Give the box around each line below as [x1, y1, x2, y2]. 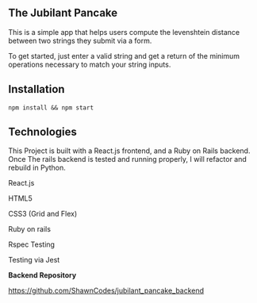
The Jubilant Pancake [8, 6, 118, 20]
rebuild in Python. [8, 163, 66, 173]
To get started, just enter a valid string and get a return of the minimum [8, 51, 240, 60]
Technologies [8, 125, 78, 139]
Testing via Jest [8, 255, 60, 265]
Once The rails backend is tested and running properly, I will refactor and [8, 155, 247, 164]
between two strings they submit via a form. [8, 36, 152, 45]
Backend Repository [8, 270, 77, 280]
